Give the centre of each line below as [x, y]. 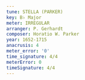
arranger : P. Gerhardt [35, 29]
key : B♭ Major [24, 17]
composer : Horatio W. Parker [43, 34]
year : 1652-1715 [27, 40]
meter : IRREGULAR [28, 23]
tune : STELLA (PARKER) [35, 12]
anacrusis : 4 [23, 46]
